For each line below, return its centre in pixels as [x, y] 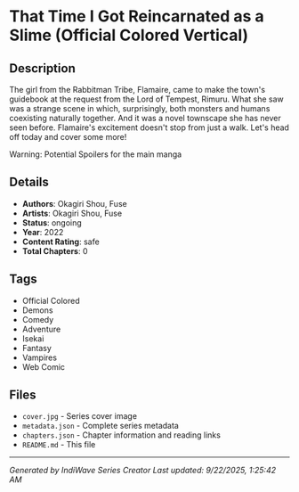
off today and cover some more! [68, 137]
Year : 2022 [43, 232]
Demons [37, 310]
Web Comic [43, 366]
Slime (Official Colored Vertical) [129, 35]
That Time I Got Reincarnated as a [137, 16]
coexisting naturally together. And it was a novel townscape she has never [145, 118]
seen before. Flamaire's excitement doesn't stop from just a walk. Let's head [149, 127]
